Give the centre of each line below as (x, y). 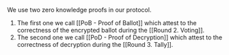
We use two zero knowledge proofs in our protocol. (79, 10)
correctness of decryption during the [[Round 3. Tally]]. (95, 44)
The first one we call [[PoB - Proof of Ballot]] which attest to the (107, 23)
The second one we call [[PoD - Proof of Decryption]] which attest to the (120, 37)
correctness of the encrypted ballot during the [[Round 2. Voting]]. (111, 30)
